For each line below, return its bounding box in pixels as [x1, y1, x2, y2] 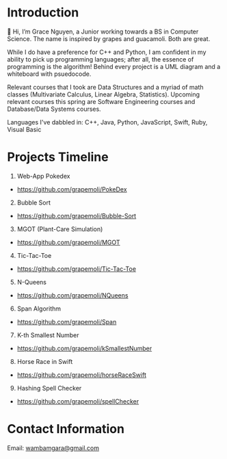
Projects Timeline [7, 149, 109, 165]
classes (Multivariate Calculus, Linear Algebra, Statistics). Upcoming [7, 90, 200, 99]
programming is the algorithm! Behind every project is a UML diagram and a [7, 62, 221, 70]
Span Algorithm [16, 304, 62, 313]
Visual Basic [7, 125, 42, 133]
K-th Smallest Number [16, 330, 79, 339]
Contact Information [7, 421, 125, 437]
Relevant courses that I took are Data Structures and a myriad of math [7, 83, 204, 91]
